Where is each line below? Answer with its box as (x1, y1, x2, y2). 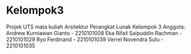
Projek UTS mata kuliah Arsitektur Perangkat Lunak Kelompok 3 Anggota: (6, 23, 186, 30)
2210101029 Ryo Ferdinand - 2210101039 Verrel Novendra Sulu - (6, 36, 164, 43)
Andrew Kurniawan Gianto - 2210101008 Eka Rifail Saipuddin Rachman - (6, 29, 182, 36)
